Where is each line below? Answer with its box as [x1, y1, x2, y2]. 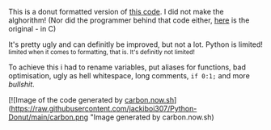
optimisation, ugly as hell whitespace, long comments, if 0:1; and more [8, 71, 251, 80]
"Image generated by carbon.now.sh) [90, 112, 214, 122]
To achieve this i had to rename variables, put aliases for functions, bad [8, 62, 247, 72]
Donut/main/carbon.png [8, 112, 89, 122]
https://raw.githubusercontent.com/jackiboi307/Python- [11, 104, 197, 113]
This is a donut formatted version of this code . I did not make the [8, 7, 224, 16]
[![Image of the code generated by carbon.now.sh [8, 95, 175, 104]
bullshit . [8, 80, 35, 89]
